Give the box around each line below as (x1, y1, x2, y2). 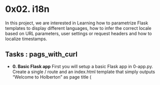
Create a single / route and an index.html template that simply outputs (12, 69, 156, 75)
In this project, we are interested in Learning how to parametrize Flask (5, 20, 148, 26)
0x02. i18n (5, 3, 50, 15)
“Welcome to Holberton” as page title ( (12, 74, 92, 80)
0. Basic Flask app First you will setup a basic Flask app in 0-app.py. (12, 63, 153, 69)
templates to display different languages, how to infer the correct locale (5, 25, 152, 31)
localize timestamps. (5, 36, 47, 42)
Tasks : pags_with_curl (5, 50, 78, 59)
